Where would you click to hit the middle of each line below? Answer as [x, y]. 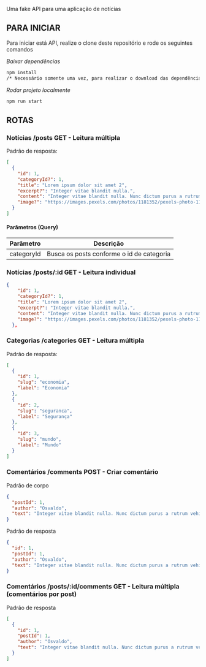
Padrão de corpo [28, 485]
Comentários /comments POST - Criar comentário [82, 472]
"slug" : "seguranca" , [45, 411]
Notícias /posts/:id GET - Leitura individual [71, 272]
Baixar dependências [33, 61]
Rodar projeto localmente [38, 90]
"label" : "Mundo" [40, 445]
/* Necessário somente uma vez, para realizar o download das [87, 78]
